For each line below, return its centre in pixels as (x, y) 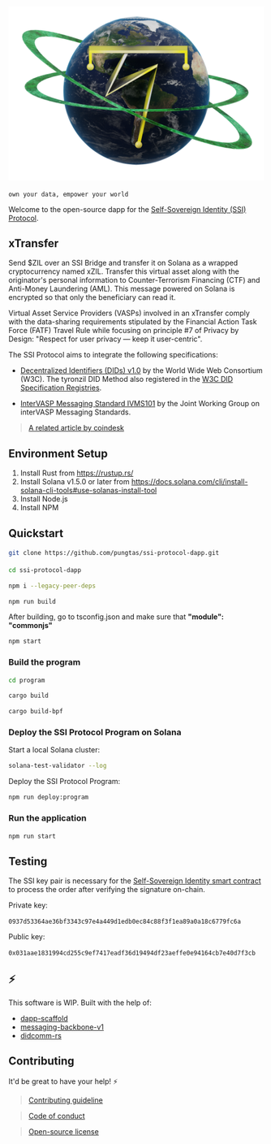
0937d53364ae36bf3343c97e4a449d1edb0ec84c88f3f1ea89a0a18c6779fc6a (125, 922)
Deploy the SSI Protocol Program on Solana (95, 732)
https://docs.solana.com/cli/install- (189, 482)
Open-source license (63, 1131)
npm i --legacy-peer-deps (52, 586)
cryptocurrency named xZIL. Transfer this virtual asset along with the (124, 271)
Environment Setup (58, 453)
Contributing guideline (65, 1100)
